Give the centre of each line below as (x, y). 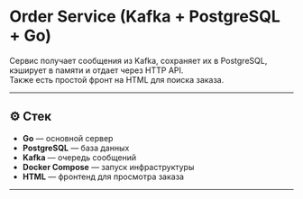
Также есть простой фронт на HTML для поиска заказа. (117, 79)
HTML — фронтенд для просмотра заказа (103, 176)
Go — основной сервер (68, 138)
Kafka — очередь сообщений (79, 157)
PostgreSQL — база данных (76, 148)
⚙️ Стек (31, 117)
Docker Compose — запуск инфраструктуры (108, 167)
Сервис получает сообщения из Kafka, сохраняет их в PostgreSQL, (138, 60)
